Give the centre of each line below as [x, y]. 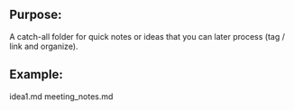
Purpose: [36, 15]
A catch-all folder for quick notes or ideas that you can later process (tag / [147, 36]
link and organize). [44, 46]
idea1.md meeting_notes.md [61, 96]
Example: [36, 74]
